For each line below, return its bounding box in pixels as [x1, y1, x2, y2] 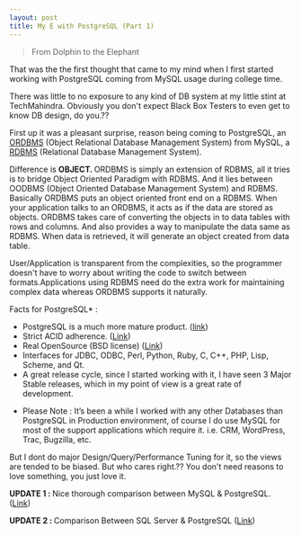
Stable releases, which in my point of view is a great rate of [22, 379, 243, 389]
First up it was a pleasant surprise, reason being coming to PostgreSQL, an [9, 127, 287, 138]
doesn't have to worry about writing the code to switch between [9, 267, 247, 278]
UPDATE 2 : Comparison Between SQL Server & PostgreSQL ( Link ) [9, 514, 256, 526]
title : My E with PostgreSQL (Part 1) [9, 22, 155, 31]
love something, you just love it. [9, 470, 127, 481]
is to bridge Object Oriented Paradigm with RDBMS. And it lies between [9, 173, 273, 184]
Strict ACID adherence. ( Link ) [22, 330, 131, 342]
